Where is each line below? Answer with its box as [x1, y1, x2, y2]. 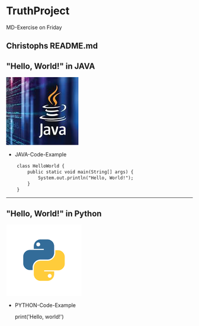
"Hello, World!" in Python [6, 209, 102, 219]
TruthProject [6, 4, 70, 18]
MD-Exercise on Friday [6, 24, 62, 31]
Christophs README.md [6, 41, 98, 51]
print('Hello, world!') [14, 313, 64, 320]
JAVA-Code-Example [14, 151, 67, 158]
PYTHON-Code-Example [14, 301, 76, 309]
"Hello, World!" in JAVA [6, 61, 95, 71]
